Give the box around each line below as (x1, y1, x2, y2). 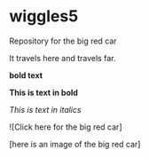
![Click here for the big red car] (9, 122, 122, 132)
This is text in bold (9, 87, 78, 98)
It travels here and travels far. (9, 52, 116, 63)
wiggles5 (9, 6, 79, 27)
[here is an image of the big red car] (9, 138, 141, 149)
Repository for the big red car (9, 36, 117, 46)
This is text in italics (9, 104, 82, 115)
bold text (9, 69, 43, 81)
